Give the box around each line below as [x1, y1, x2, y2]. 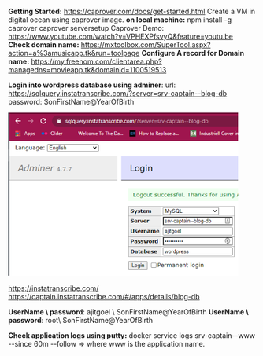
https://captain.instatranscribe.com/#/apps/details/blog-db [8, 292, 200, 301]
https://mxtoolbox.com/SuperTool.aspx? [80, 40, 211, 50]
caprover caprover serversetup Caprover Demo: [8, 24, 165, 32]
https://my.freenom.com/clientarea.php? [31, 57, 163, 66]
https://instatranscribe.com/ [8, 284, 99, 293]
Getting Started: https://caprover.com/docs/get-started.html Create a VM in [8, 7, 256, 16]
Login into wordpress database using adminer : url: [8, 80, 176, 90]
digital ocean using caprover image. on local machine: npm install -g [8, 15, 232, 24]
